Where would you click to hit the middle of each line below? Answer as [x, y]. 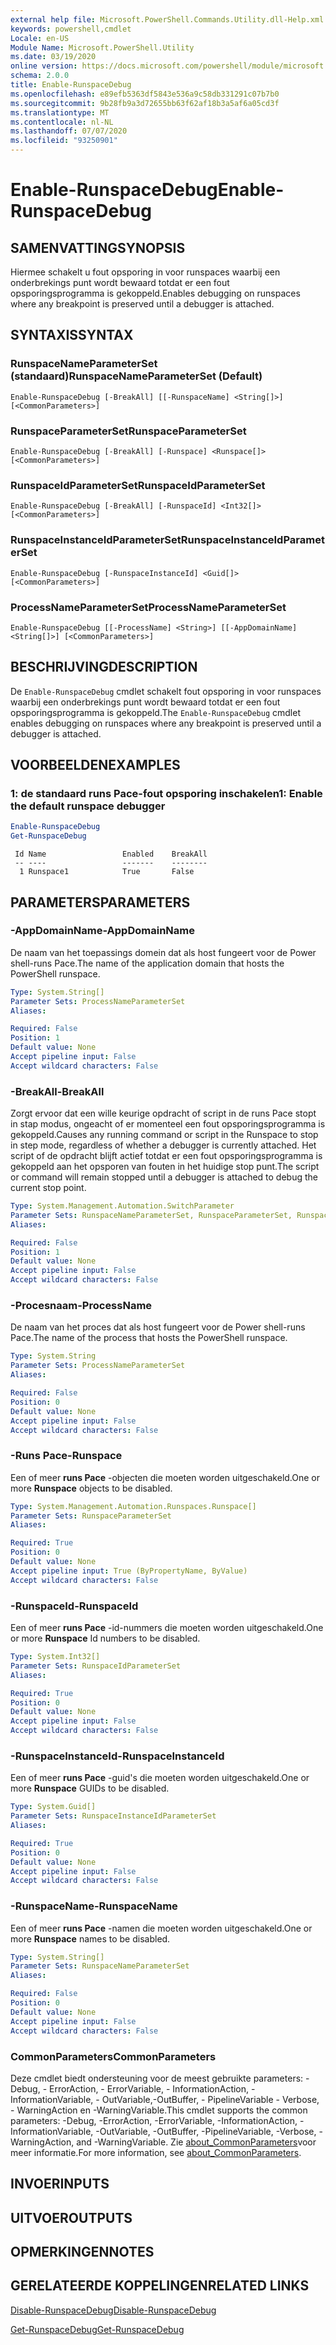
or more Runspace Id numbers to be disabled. [105, 1638]
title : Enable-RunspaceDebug [71, 85]
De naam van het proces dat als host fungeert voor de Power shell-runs [158, 1327]
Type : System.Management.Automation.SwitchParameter [122, 1206]
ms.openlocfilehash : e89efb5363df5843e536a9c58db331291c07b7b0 [145, 94]
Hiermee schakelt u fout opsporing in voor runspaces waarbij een [145, 272]
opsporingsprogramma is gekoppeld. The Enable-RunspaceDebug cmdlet [155, 712]
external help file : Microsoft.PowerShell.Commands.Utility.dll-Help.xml [167, 19]
